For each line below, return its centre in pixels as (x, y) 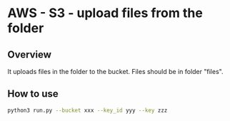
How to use (33, 94)
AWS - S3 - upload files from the (105, 13)
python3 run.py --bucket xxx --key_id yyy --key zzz (87, 110)
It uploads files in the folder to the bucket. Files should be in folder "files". (115, 72)
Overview (30, 54)
